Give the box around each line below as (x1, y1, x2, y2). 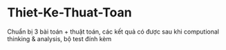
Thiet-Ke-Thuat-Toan (7, 5, 133, 21)
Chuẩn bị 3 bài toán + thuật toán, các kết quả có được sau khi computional (7, 27, 220, 36)
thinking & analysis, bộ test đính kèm (7, 34, 112, 42)
